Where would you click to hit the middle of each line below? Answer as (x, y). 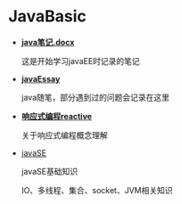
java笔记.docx (48, 42)
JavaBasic (47, 16)
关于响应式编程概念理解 (64, 135)
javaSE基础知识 (49, 171)
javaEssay (41, 78)
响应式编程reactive (57, 116)
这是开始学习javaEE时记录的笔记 (80, 61)
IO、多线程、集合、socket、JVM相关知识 (97, 190)
